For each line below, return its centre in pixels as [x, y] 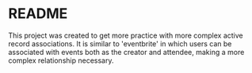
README [38, 14]
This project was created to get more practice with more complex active [126, 35]
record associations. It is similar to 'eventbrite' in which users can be [120, 43]
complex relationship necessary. [61, 60]
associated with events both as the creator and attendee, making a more [126, 52]
